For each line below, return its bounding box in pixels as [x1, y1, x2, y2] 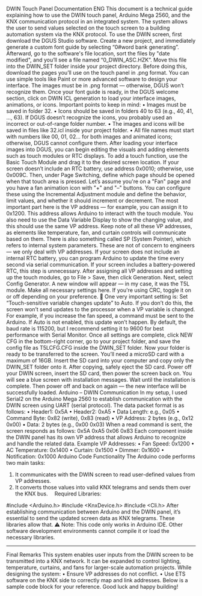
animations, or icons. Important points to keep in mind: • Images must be [6, 101, 186, 108]
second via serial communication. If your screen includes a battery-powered [6, 261, 195, 268]
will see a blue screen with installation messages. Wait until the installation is [6, 376, 196, 383]
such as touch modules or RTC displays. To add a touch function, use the [6, 152, 188, 159]
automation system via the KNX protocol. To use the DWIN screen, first [6, 31, 182, 38]
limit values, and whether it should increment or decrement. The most [6, 197, 179, 204]
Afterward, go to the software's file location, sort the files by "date [6, 50, 170, 57]
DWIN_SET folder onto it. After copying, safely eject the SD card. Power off [6, 364, 192, 370]
